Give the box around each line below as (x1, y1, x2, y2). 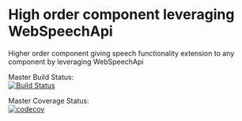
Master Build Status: (8, 72, 74, 81)
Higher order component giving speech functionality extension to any (8, 48, 235, 58)
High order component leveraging (8, 6, 235, 24)
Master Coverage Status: (8, 96, 89, 105)
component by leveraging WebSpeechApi (8, 57, 144, 66)
